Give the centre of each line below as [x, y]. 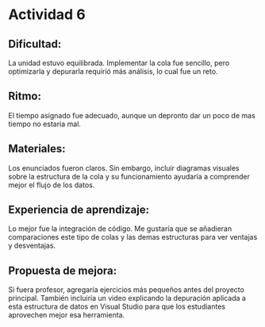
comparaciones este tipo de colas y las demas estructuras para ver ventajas [133, 237]
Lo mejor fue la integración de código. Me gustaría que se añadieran [120, 229]
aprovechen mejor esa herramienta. [67, 315]
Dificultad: [35, 44]
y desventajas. [32, 246]
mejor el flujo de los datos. [52, 185]
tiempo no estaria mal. [45, 124]
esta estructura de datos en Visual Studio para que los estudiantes [117, 306]
